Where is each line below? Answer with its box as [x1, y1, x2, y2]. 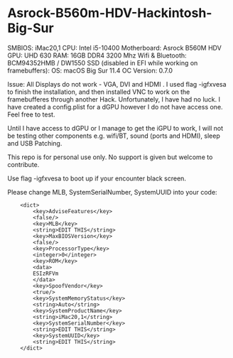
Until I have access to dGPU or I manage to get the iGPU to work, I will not [7, 124, 224, 132]
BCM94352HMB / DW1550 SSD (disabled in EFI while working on [7, 58, 198, 67]
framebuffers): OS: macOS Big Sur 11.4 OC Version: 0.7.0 [7, 66, 173, 75]
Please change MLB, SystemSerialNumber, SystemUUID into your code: [7, 188, 218, 196]
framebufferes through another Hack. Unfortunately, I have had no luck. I [7, 94, 221, 104]
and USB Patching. [7, 139, 63, 147]
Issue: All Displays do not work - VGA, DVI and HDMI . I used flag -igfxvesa [7, 80, 227, 88]
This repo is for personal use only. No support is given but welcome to [7, 153, 213, 161]
